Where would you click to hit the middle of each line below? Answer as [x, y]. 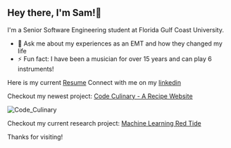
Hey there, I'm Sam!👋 [55, 13]
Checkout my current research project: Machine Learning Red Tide [105, 123]
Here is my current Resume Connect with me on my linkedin [94, 82]
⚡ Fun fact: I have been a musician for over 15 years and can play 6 [115, 59]
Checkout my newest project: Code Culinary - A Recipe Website [100, 96]
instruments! [36, 69]
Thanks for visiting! [35, 137]
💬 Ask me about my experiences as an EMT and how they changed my [120, 43]
